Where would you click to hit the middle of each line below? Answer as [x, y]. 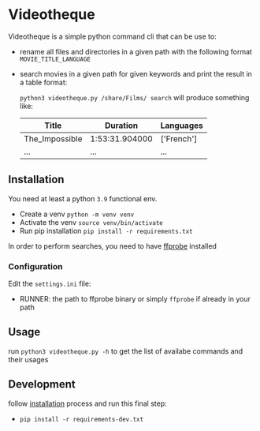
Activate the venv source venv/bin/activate [91, 222]
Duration [122, 126]
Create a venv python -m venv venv [77, 214]
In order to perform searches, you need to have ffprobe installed [112, 245]
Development [42, 384]
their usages [28, 359]
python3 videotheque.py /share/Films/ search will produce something [134, 97]
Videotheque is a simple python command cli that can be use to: [112, 36]
